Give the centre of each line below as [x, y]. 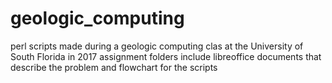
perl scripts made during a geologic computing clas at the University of [157, 46]
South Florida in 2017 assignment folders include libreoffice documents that [166, 56]
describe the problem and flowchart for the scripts [114, 67]
